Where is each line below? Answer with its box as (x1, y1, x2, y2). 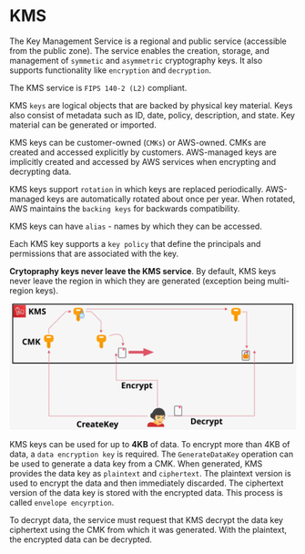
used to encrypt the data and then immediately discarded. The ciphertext (9, 477, 284, 488)
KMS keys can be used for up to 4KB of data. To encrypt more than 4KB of (9, 438, 290, 449)
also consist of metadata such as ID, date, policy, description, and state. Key (9, 109, 296, 120)
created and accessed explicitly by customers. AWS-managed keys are (9, 147, 278, 158)
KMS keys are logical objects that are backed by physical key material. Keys (9, 99, 293, 110)
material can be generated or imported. (9, 119, 157, 130)
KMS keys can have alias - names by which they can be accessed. (9, 221, 262, 231)
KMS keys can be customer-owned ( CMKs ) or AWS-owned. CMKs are (9, 137, 267, 148)
